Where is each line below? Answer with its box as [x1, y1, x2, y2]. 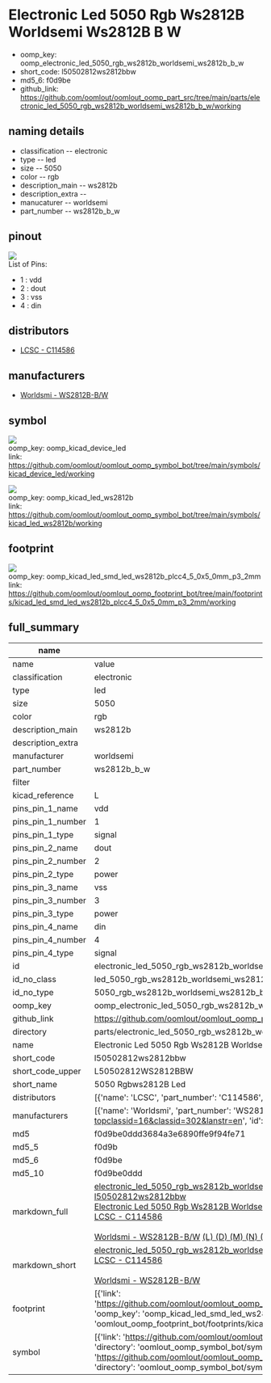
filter [12, 776, 31, 787]
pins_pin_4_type [12, 947, 74, 959]
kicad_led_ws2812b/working [8, 519, 102, 528]
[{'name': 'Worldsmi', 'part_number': [94, 1105, 231, 1116]
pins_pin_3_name [12, 881, 78, 892]
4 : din [19, 301, 42, 310]
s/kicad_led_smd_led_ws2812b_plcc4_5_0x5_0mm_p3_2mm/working [8, 597, 236, 607]
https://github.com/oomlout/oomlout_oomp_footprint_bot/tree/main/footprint [8, 588, 263, 598]
